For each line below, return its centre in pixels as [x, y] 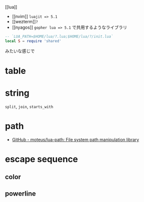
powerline [21, 194]
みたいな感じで [20, 51]
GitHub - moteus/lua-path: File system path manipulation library [75, 139]
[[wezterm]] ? [25, 22]
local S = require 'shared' [33, 41]
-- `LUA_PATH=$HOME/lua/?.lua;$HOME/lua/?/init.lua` [59, 36]
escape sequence [42, 159]
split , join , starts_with [29, 106]
